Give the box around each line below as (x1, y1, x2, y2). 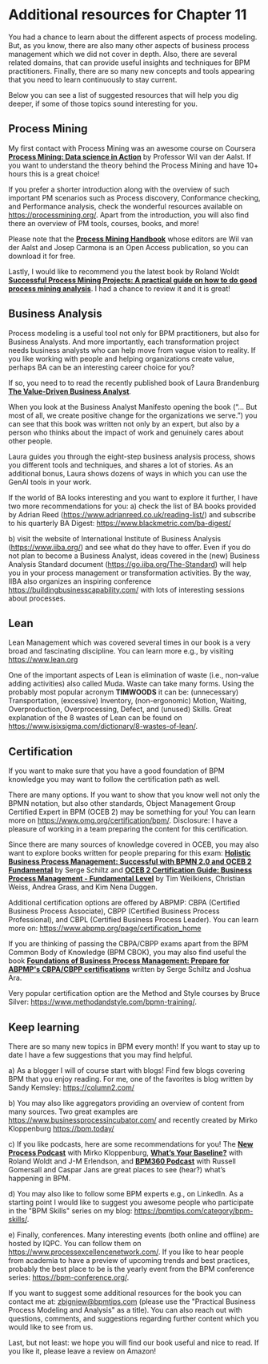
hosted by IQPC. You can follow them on (8, 1239, 142, 1248)
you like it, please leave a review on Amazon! (8, 1346, 156, 1356)
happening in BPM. (8, 1173, 71, 1183)
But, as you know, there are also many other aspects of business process (8, 40, 250, 50)
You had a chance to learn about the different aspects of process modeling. (8, 32, 258, 42)
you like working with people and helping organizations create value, (8, 354, 234, 363)
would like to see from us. (8, 1322, 94, 1332)
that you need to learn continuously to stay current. (8, 75, 178, 84)
